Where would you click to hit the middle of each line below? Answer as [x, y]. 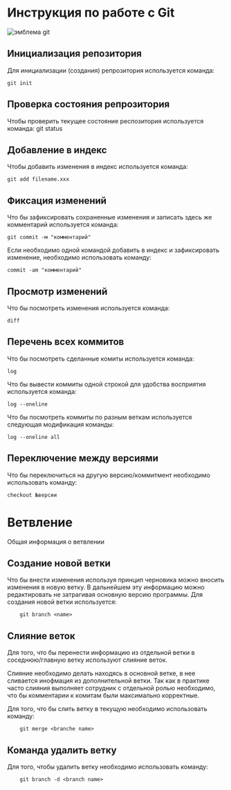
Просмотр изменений [57, 291]
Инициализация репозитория [74, 54]
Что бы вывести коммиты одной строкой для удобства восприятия [107, 384]
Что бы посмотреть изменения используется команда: [89, 308]
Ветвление [40, 522]
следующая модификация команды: [61, 424]
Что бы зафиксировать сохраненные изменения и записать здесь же [110, 217]
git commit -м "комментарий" [49, 237]
